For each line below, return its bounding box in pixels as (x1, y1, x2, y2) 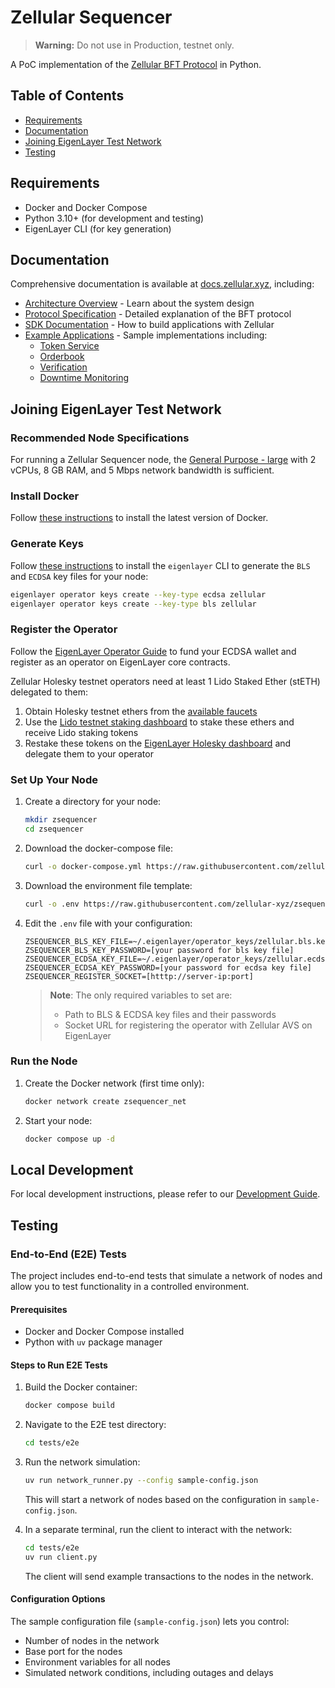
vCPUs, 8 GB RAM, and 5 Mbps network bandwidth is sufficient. (10, 464, 275, 476)
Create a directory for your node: (24, 796, 162, 807)
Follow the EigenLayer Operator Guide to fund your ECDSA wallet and (10, 645, 297, 657)
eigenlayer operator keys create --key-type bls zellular (10, 599, 257, 609)
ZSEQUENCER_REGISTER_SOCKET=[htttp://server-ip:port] (24, 971, 254, 981)
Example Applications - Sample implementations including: (24, 329, 268, 341)
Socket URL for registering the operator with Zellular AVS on (64, 1019, 313, 1031)
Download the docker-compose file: (24, 842, 173, 854)
